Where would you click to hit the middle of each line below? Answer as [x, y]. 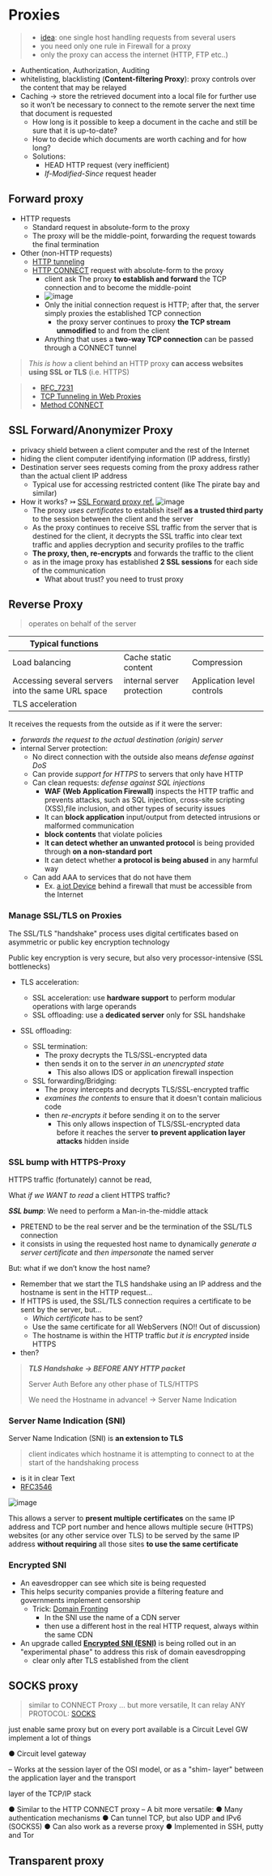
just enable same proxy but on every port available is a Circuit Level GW [128, 1729]
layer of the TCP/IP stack [50, 1794]
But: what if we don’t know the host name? [79, 1268]
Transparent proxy [56, 1861]
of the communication [69, 570]
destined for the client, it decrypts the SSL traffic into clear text [137, 535]
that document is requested [66, 113]
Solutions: [49, 156]
